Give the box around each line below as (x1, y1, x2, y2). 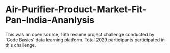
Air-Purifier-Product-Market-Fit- (5, 4, 147, 15)
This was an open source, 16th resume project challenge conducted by (5, 31, 155, 37)
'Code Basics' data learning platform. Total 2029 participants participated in (5, 37, 165, 43)
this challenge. (5, 42, 36, 48)
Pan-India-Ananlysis (5, 14, 95, 26)
